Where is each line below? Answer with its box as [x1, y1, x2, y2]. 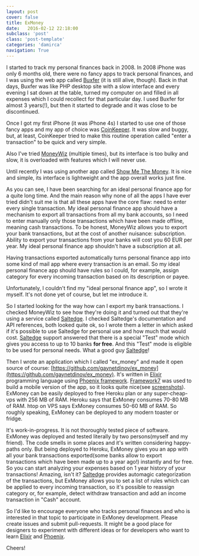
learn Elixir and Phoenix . [6, 533, 65, 540]
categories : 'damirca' [6, 42, 62, 48]
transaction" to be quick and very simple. [6, 138, 107, 146]
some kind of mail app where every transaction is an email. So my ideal [6, 260, 180, 268]
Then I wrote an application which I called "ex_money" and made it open [6, 358, 184, 365]
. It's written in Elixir [113, 370, 162, 378]
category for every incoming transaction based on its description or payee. [6, 273, 189, 280]
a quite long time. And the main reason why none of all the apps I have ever [6, 191, 191, 199]
